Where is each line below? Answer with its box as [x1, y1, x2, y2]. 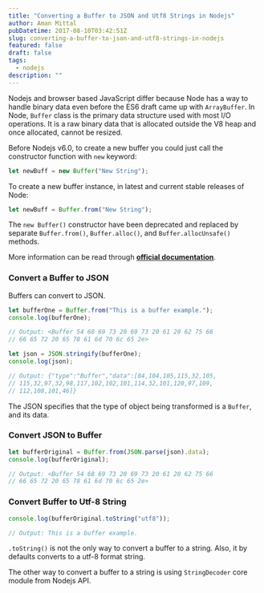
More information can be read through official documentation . [8, 252, 217, 262]
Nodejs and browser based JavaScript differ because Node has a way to [8, 93, 249, 103]
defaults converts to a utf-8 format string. [8, 552, 146, 562]
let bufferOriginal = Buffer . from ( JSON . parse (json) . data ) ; [8, 448, 210, 456]
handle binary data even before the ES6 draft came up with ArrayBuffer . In [8, 102, 255, 111]
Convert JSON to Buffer [8, 430, 103, 441]
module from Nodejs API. [8, 576, 91, 586]
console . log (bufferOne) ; [8, 313, 91, 321]
